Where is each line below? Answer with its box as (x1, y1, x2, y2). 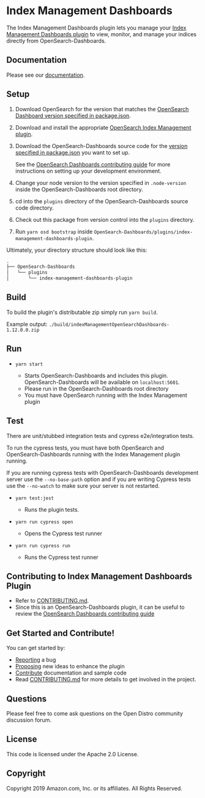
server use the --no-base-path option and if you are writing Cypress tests (6, 475, 192, 483)
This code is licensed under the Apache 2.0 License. (6, 750, 139, 757)
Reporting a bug (15, 656, 56, 663)
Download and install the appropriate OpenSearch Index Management (15, 123, 192, 131)
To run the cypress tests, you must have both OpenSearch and (6, 444, 164, 452)
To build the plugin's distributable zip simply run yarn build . (6, 308, 158, 316)
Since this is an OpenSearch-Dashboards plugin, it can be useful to (15, 603, 185, 611)
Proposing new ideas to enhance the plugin (15, 663, 125, 670)
